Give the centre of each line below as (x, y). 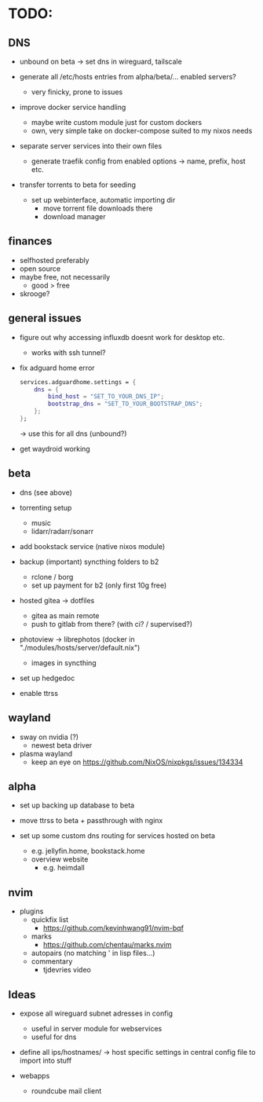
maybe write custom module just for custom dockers (117, 122)
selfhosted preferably (54, 260)
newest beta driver (62, 745)
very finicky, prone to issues (77, 92)
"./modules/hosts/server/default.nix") (80, 647)
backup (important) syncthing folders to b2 (89, 562)
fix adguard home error (57, 368)
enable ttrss (39, 693)
